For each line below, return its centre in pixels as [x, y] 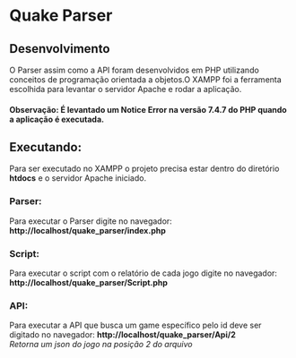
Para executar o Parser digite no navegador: [91, 221]
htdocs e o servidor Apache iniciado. [78, 178]
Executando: [46, 147]
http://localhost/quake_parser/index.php [87, 230]
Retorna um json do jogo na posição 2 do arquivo [101, 345]
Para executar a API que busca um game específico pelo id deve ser [135, 325]
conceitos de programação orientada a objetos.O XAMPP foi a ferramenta [146, 80]
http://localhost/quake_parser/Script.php [89, 282]
